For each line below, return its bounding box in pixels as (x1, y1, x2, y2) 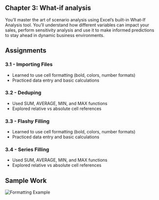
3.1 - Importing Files (5, 61, 53, 68)
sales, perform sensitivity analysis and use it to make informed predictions (5, 27, 155, 33)
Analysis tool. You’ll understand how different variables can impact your (5, 22, 150, 28)
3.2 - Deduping (5, 90, 41, 96)
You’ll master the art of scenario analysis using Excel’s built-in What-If (5, 17, 146, 22)
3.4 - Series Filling (5, 146, 50, 153)
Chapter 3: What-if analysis (5, 4, 91, 12)
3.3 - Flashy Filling (5, 118, 50, 125)
